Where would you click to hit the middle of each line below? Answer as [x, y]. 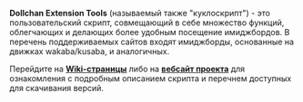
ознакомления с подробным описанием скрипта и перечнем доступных [151, 79]
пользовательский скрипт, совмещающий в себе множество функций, [147, 23]
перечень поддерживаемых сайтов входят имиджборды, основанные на [151, 42]
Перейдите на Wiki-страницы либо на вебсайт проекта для [127, 69]
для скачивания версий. [57, 88]
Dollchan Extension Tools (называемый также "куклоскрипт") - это [140, 13]
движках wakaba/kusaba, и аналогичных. [90, 51]
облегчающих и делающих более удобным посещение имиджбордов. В [150, 32]
